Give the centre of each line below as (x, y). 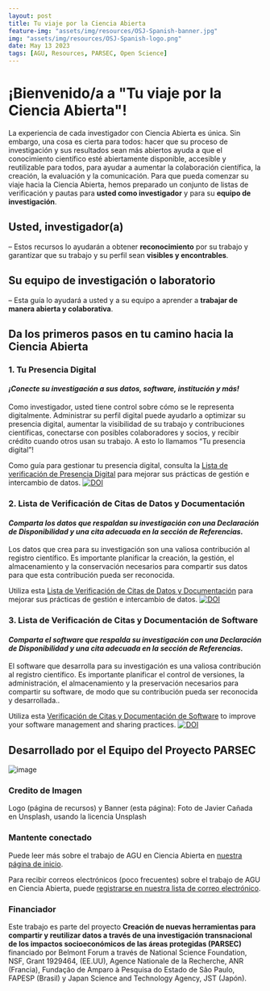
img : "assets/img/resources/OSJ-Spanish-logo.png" (95, 38)
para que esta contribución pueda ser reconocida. (91, 576)
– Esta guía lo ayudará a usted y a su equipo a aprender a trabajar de (123, 300)
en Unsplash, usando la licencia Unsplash (77, 816)
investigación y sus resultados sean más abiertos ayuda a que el (116, 150)
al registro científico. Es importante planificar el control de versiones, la (127, 675)
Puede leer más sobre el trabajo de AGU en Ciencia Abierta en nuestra (125, 855)
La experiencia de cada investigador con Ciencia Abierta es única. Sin (125, 133)
